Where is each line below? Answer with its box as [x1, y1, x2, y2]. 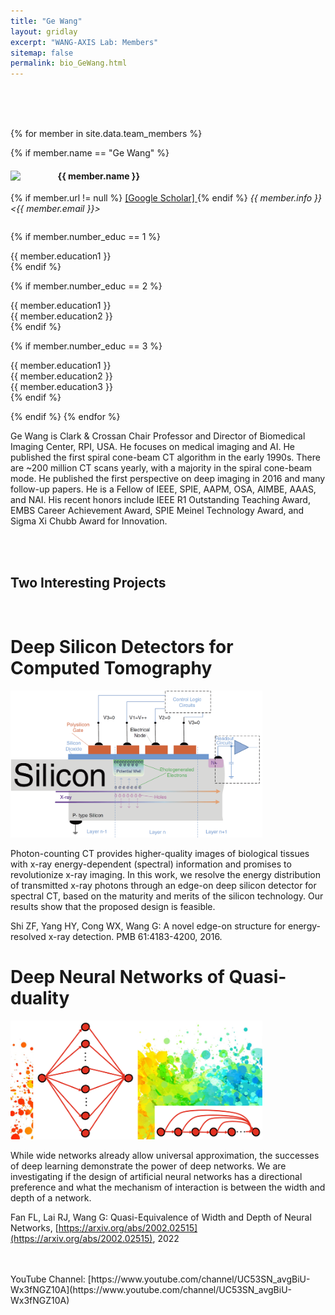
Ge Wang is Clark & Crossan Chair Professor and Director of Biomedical [10, 430, 306, 442]
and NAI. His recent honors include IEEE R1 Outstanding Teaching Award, [10, 494, 311, 506]
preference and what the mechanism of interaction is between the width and [10, 1181, 326, 1193]
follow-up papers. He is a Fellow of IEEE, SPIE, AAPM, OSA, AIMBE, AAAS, [10, 483, 317, 495]
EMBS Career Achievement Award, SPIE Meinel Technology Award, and [10, 505, 305, 517]
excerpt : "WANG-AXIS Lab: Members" [10, 37, 159, 47]
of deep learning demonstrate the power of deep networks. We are [10, 1160, 287, 1172]
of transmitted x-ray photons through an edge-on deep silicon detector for [10, 880, 317, 892]
